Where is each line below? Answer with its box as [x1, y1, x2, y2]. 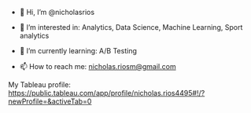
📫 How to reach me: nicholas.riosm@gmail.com [19, 62, 176, 71]
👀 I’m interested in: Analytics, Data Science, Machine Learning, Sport [19, 23, 243, 31]
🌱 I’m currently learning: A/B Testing [19, 46, 138, 55]
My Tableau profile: [8, 80, 71, 89]
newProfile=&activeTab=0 [8, 97, 92, 106]
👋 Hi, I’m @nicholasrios [19, 8, 95, 16]
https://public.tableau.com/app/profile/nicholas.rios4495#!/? [8, 89, 205, 97]
